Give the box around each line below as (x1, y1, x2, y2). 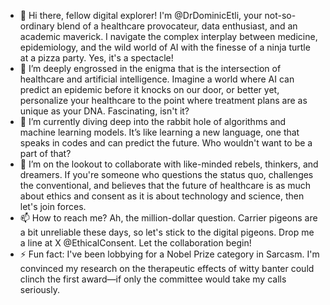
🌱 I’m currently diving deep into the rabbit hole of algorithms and (19, 116, 287, 127)
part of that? (19, 148, 72, 159)
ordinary (19, 20, 55, 32)
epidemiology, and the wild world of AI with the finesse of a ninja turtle (19, 41, 311, 53)
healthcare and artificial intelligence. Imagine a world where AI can (19, 73, 295, 85)
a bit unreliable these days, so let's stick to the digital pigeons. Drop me (19, 226, 315, 238)
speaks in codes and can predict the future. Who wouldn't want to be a (19, 137, 313, 149)
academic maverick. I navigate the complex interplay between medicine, (19, 31, 318, 42)
